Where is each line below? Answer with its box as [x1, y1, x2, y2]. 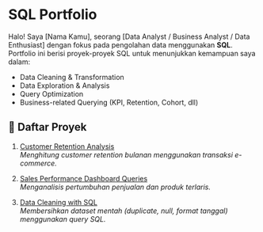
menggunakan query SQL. [19, 214, 106, 223]
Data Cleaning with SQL [19, 197, 97, 207]
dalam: [8, 57, 30, 67]
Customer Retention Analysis [19, 141, 115, 151]
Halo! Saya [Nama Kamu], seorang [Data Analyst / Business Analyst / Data [8, 32, 250, 41]
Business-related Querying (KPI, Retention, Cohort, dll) [19, 97, 199, 107]
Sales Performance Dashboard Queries [19, 173, 148, 183]
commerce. [19, 158, 57, 168]
